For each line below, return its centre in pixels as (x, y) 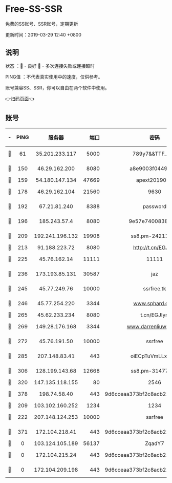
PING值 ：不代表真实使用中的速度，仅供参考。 (54, 77)
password (155, 206)
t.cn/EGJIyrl (155, 315)
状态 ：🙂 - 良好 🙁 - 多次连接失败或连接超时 (50, 66)
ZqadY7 (155, 443)
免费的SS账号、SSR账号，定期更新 (42, 24)
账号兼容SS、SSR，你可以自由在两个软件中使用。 (57, 87)
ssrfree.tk (155, 288)
